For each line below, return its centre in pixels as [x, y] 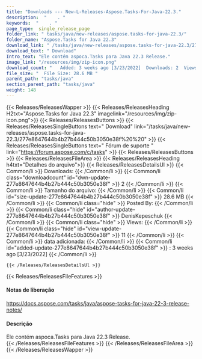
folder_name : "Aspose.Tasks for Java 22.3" [62, 40]
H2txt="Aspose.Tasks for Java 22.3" [51, 113]
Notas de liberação [30, 290]
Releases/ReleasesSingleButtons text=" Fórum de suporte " [80, 146]
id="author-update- [111, 209]
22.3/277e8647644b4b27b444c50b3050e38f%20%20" [77, 139]
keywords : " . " [32, 23]
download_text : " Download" [41, 51]
